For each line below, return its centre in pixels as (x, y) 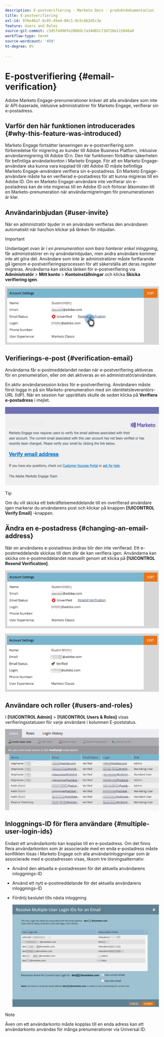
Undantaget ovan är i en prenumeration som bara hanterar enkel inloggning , (82, 249)
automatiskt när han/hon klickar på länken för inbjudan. (61, 230)
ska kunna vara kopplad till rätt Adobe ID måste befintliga (85, 166)
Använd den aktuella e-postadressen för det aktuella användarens (79, 868)
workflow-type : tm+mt (27, 36)
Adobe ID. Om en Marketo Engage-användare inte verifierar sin (68, 182)
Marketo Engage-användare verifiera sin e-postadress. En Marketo (72, 171)
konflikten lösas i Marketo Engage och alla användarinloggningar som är (78, 854)
